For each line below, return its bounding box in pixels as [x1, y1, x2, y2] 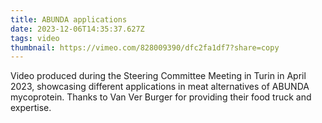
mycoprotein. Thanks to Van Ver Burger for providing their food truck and [10, 91, 312, 103]
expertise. [10, 102, 52, 114]
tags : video [10, 33, 60, 43]
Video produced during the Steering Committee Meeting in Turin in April [10, 70, 307, 82]
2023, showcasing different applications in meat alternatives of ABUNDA [10, 81, 310, 93]
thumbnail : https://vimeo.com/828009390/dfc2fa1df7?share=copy [10, 42, 280, 53]
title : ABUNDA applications [10, 14, 128, 25]
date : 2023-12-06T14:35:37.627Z [10, 24, 145, 34]
